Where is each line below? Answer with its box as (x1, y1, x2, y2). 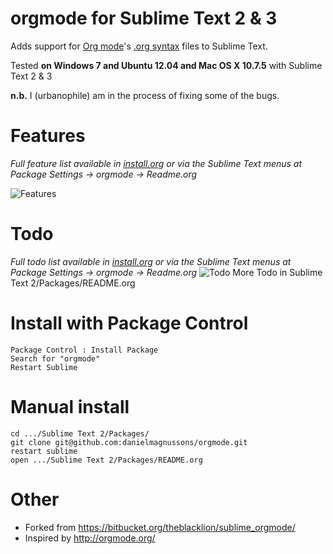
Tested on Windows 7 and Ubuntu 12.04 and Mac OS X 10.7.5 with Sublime (10, 59, 323, 71)
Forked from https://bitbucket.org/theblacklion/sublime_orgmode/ (24, 521, 296, 533)
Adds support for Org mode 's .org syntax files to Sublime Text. (10, 40, 268, 52)
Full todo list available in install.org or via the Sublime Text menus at (10, 255, 292, 267)
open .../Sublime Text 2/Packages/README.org (10, 455, 203, 465)
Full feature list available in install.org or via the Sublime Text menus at (10, 157, 303, 169)
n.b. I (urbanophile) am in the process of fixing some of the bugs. (10, 89, 280, 101)
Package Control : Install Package (10, 345, 159, 355)
